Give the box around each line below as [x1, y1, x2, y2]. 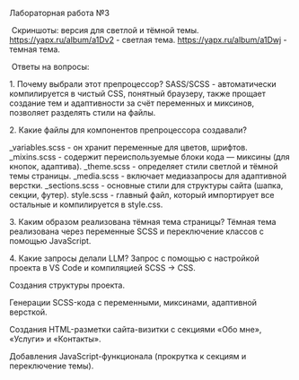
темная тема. [9, 44, 61, 55]
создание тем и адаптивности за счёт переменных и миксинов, [9, 98, 254, 108]
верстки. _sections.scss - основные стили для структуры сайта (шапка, [9, 180, 284, 191]
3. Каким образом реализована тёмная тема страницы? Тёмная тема [9, 217, 277, 227]
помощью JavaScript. [9, 236, 92, 246]
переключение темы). [9, 360, 94, 371]
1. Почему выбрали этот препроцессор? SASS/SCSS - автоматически [9, 79, 277, 89]
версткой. [9, 307, 48, 317]
